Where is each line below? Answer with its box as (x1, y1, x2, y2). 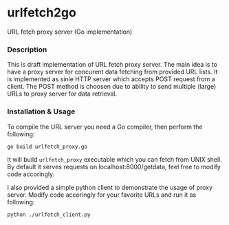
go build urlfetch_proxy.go (7, 143, 88, 150)
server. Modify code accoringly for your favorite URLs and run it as (7, 191, 197, 199)
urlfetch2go (7, 5, 77, 21)
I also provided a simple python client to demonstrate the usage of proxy (7, 183, 213, 191)
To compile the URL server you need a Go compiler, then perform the (7, 122, 203, 131)
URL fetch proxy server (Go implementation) (7, 28, 133, 36)
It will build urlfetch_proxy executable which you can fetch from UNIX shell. (7, 155, 222, 163)
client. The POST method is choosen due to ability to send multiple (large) (7, 83, 217, 91)
